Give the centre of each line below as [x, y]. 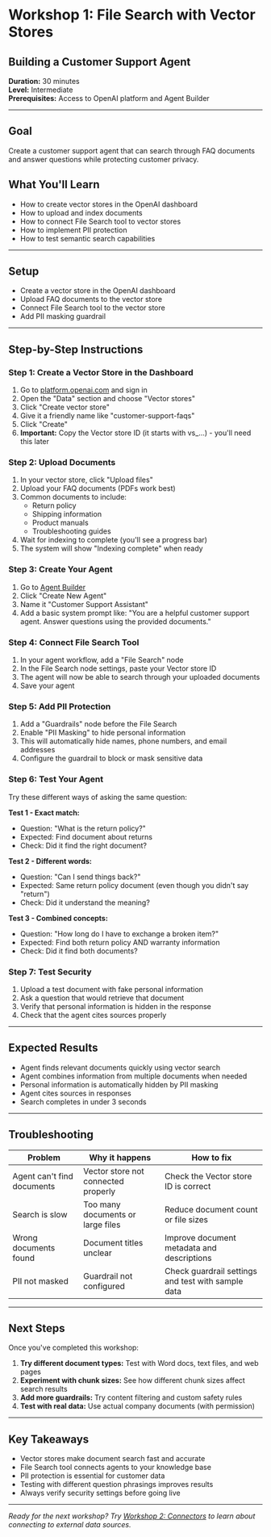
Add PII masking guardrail [63, 316]
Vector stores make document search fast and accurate [113, 1459]
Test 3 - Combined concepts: [58, 918]
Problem [44, 1158]
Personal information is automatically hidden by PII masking [119, 1084]
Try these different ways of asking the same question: [98, 797]
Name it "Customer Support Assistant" [84, 604]
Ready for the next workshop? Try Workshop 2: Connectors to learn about [132, 1516]
